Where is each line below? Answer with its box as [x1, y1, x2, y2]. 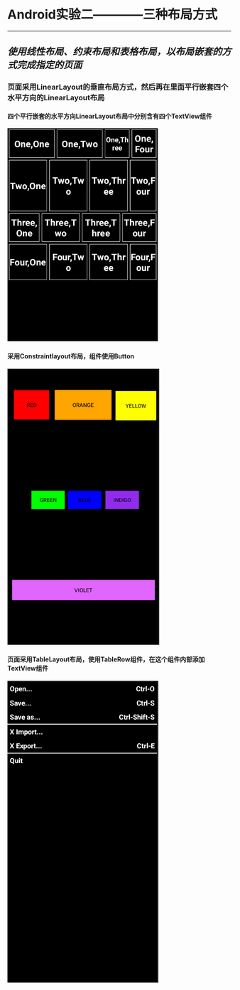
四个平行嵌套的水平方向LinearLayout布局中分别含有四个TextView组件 [7, 112, 213, 120]
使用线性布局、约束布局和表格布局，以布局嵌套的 [7, 46, 222, 58]
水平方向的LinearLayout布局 [7, 93, 105, 103]
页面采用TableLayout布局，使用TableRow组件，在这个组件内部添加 [7, 655, 205, 664]
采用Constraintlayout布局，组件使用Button [7, 352, 135, 361]
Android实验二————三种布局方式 [7, 6, 218, 23]
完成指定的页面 [16, 59, 82, 71]
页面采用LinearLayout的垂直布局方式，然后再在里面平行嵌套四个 [7, 82, 229, 92]
